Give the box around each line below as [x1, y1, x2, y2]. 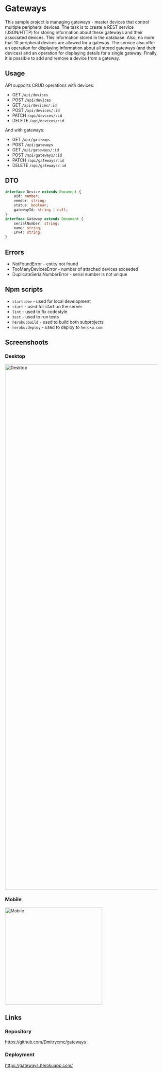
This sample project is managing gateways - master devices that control [5, 19, 149, 25]
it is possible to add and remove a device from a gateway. [5, 55, 120, 61]
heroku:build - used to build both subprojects [12, 319, 104, 325]
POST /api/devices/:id [12, 107, 60, 113]
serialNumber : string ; [14, 221, 60, 226]
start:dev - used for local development [12, 298, 91, 304]
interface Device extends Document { [5, 189, 81, 194]
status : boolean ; [14, 203, 49, 208]
